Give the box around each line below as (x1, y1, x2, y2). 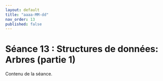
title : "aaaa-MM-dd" (5, 12, 49, 17)
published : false (5, 21, 42, 27)
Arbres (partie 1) (5, 54, 76, 66)
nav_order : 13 (5, 17, 36, 22)
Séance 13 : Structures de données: (5, 44, 158, 55)
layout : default (5, 7, 40, 13)
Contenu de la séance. (5, 71, 52, 77)
